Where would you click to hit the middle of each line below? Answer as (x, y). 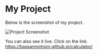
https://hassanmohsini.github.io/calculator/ (49, 46)
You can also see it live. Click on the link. (47, 41)
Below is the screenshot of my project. (45, 22)
